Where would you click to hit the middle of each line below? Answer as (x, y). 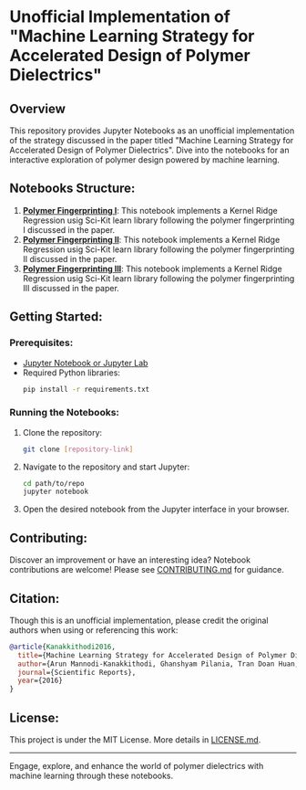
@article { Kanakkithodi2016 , (63, 647)
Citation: (35, 599)
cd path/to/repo (53, 483)
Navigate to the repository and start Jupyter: (106, 467)
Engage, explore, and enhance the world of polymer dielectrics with (137, 765)
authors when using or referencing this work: (94, 630)
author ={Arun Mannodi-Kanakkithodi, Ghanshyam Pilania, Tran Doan (146, 664)
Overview (38, 108)
